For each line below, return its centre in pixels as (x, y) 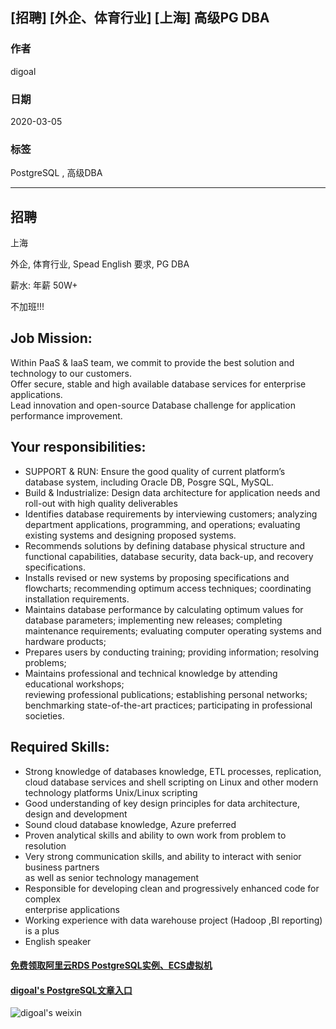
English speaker (58, 941)
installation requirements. (77, 599)
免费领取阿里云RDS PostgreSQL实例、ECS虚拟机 (111, 965)
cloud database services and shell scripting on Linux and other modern (171, 782)
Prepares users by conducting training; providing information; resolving (172, 652)
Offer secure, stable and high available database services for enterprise (158, 384)
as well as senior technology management (112, 877)
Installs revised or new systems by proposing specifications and (157, 577)
